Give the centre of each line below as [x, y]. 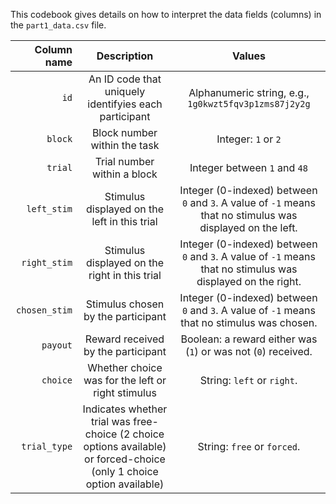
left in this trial [124, 221]
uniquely [125, 91]
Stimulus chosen [125, 304]
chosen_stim [44, 310]
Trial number [124, 161]
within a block [125, 174]
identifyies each [125, 104]
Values [248, 56]
